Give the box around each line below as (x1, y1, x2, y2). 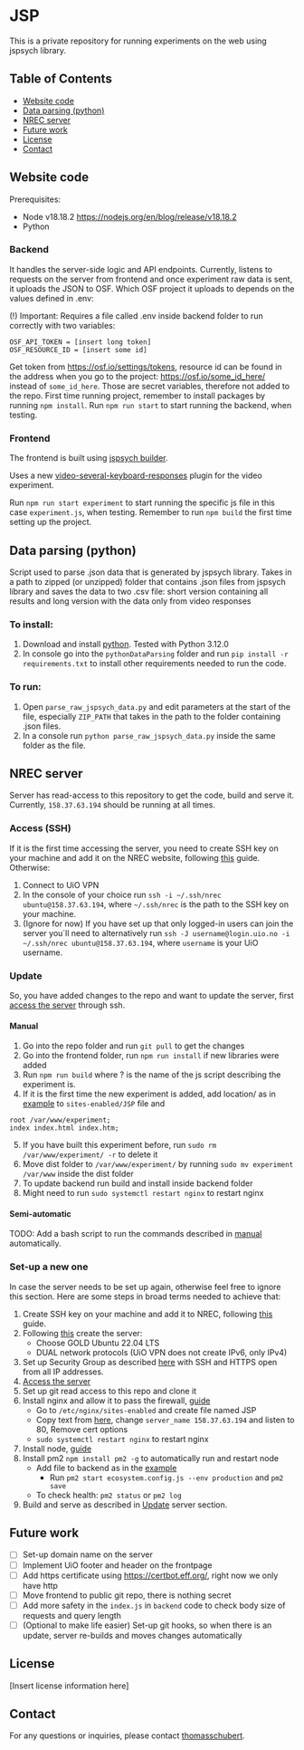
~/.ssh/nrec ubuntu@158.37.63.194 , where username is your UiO (22, 937, 259, 948)
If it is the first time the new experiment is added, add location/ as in (22, 1088, 276, 1100)
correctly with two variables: (9, 320, 116, 330)
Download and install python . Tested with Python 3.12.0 (22, 639, 229, 650)
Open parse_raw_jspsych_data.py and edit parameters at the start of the (22, 701, 291, 712)
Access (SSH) (9, 822, 72, 835)
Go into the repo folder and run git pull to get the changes (22, 1040, 245, 1051)
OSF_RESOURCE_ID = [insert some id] (9, 345, 147, 354)
